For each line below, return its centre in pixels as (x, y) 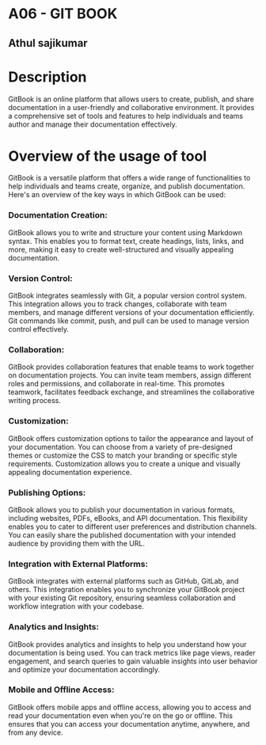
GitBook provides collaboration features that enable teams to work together (131, 367)
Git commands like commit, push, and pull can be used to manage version (129, 321)
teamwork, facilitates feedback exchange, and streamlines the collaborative (131, 392)
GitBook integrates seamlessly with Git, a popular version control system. (127, 296)
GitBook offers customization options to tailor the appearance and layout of (131, 438)
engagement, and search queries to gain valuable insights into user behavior (133, 661)
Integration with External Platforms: (78, 564)
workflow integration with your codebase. (76, 606)
